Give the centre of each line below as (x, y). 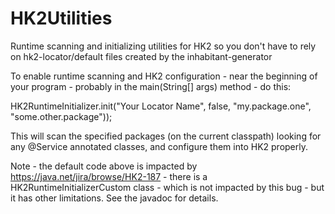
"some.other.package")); (61, 116)
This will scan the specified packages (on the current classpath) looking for (166, 136)
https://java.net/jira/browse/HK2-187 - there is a (109, 176)
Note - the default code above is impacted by (104, 166)
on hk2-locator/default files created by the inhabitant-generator (141, 56)
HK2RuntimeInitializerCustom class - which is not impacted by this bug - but (167, 187)
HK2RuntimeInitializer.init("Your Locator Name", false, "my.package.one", (161, 106)
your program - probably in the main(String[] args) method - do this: (151, 86)
